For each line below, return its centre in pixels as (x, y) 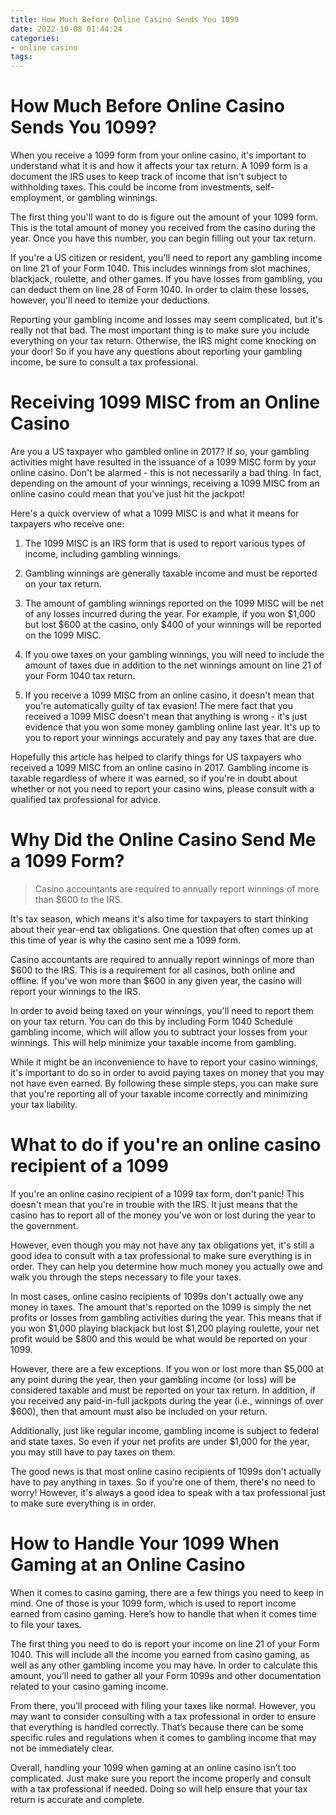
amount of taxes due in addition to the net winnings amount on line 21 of (173, 665)
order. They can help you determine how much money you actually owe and (166, 1266)
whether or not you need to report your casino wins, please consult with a (162, 789)
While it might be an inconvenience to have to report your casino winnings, (164, 1062)
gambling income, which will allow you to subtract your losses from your (159, 1032)
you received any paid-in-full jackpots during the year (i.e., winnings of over (167, 1400)
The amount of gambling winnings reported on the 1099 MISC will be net (174, 603)
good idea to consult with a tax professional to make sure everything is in (161, 1255)
